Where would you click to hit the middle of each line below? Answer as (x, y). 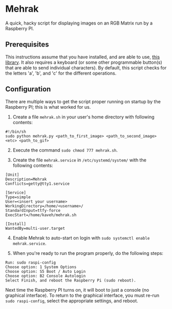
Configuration (28, 89)
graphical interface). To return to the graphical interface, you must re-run (82, 295)
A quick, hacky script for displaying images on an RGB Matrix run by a (79, 23)
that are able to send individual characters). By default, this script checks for (86, 67)
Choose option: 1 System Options (41, 267)
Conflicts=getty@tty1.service (38, 184)
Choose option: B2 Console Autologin (46, 276)
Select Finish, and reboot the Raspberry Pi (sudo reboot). (71, 280)
